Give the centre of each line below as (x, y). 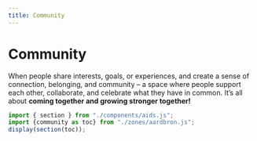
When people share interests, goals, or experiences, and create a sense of (129, 76)
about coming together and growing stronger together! (99, 101)
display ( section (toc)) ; (47, 130)
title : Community (37, 15)
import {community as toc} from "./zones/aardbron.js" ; (101, 122)
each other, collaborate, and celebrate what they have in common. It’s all (126, 92)
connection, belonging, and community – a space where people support (125, 84)
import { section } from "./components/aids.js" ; (91, 115)
